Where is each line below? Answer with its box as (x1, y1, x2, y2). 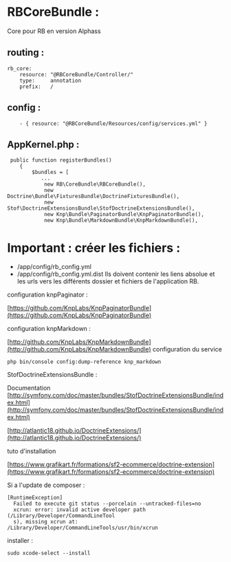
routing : (7, 47, 45, 58)
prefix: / (19, 83, 54, 90)
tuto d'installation (7, 447, 56, 455)
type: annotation (19, 77, 81, 84)
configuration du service (152, 345, 222, 354)
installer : (7, 537, 33, 545)
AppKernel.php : (7, 138, 80, 150)
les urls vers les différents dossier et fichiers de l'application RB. (16, 277, 199, 285)
